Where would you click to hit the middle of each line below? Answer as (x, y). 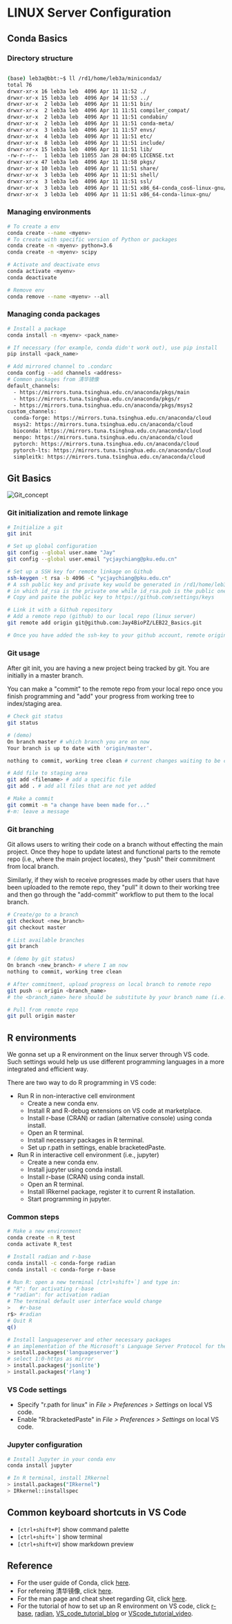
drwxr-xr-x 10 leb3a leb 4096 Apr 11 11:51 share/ (83, 169)
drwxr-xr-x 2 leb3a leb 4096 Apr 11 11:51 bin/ (80, 104)
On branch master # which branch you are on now (78, 742)
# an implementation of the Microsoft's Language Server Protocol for (111, 1346)
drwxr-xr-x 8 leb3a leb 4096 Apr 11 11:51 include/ (86, 143)
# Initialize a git (35, 527)
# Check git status (35, 716)
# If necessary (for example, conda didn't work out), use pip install (112, 348)
